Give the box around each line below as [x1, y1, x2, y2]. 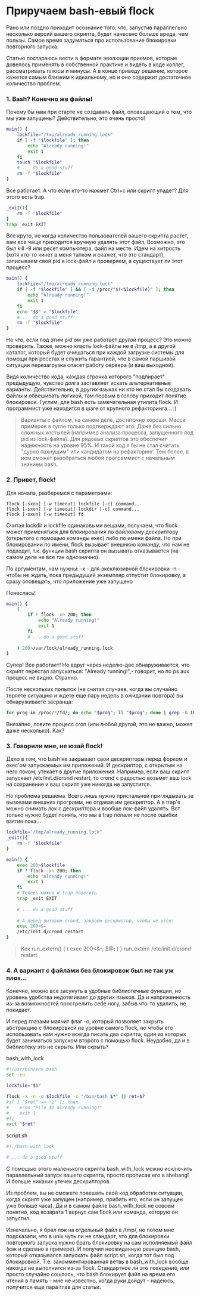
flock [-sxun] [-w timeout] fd [6, 511, 84, 517]
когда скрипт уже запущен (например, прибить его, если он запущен [6, 1196, 183, 1203]
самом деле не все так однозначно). [6, 553, 100, 560]
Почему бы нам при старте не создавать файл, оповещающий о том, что [6, 109, 192, 116]
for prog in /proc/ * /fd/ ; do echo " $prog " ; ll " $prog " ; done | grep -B [6, 710, 188, 716]
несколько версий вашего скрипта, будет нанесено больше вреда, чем [6, 30, 189, 37]
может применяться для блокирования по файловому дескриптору [6, 528, 179, 535]
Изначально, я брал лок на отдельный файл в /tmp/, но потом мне [6, 1226, 174, 1233]
